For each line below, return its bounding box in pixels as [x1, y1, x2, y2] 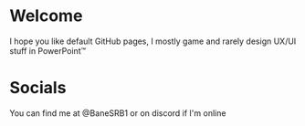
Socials [9, 78, 67, 99]
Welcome [9, 5, 83, 26]
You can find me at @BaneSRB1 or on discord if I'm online [9, 107, 226, 119]
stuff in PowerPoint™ [9, 45, 87, 56]
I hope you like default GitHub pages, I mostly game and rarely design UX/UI [9, 36, 297, 47]
